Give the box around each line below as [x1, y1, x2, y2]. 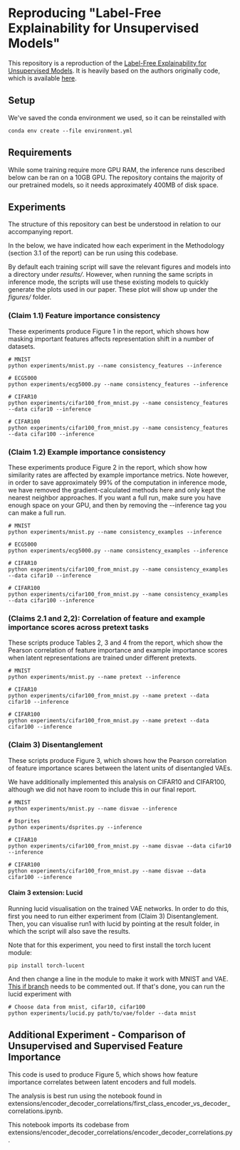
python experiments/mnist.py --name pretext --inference [8, 674, 181, 681]
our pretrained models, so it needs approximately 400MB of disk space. [8, 180, 219, 189]
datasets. [8, 342, 36, 350]
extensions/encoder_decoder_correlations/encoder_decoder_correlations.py [8, 1128, 233, 1136]
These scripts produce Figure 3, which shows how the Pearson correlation [8, 756, 227, 764]
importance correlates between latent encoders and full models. [8, 1077, 197, 1086]
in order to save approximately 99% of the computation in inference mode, [8, 478, 227, 487]
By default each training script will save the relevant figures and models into [8, 263, 231, 271]
